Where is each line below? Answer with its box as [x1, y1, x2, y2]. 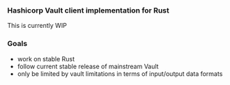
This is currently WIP [7, 22, 68, 30]
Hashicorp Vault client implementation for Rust [7, 6, 169, 15]
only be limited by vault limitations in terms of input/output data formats [17, 69, 223, 78]
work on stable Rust [17, 54, 75, 63]
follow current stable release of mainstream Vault [17, 62, 159, 70]
